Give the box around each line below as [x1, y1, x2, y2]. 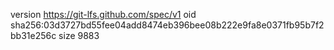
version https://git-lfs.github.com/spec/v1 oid [10, 9, 197, 20]
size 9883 [58, 30, 100, 41]
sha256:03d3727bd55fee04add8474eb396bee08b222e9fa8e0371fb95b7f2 [10, 19, 325, 31]
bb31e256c [10, 30, 57, 41]
